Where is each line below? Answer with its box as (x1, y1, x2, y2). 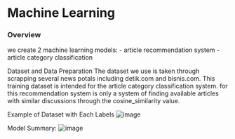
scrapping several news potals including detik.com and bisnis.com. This (7, 74, 215, 83)
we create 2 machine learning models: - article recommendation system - (7, 46, 220, 54)
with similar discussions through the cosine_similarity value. (7, 97, 180, 105)
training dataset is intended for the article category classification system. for (7, 82, 228, 91)
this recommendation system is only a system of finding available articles (7, 89, 219, 98)
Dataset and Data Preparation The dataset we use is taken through (7, 67, 200, 75)
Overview (7, 30, 41, 40)
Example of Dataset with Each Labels (7, 110, 114, 119)
